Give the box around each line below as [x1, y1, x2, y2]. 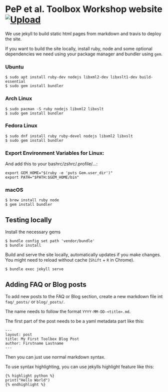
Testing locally [5, 216, 52, 224]
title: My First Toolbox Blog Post [5, 337, 79, 342]
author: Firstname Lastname [5, 341, 64, 346]
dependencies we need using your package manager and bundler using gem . [5, 51, 162, 57]
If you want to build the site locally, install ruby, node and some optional [5, 45, 152, 51]
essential [5, 79, 26, 84]
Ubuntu [5, 63, 24, 70]
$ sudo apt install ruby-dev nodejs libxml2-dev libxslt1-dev [5, 75, 137, 80]
